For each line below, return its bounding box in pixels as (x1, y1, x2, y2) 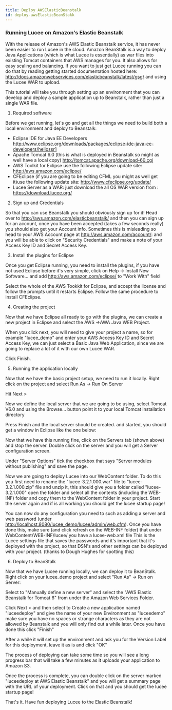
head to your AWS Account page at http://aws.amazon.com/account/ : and (5, 231, 162, 238)
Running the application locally (12, 365, 78, 371)
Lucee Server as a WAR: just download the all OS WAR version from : (12, 184, 159, 190)
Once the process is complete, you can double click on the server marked (5, 673, 162, 679)
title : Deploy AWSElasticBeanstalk (5, 7, 82, 13)
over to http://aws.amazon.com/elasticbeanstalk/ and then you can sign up (5, 215, 164, 221)
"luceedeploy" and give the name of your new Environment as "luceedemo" (5, 610, 166, 616)
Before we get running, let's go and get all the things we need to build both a (5, 120, 167, 126)
